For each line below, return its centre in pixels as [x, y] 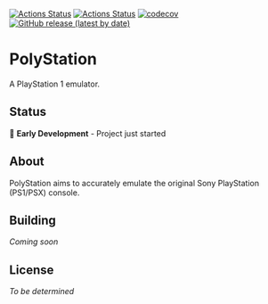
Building [32, 220]
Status [28, 112]
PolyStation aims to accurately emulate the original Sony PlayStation [134, 183]
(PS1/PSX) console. [45, 193]
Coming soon [34, 242]
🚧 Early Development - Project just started [88, 133]
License [32, 270]
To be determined [42, 292]
